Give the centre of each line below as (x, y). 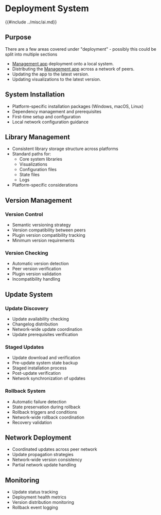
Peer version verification (37, 269)
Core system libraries (41, 159)
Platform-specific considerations (45, 185)
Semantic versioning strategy (42, 225)
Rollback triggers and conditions (45, 412)
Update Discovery (27, 308)
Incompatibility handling (36, 279)
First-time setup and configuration (46, 116)
